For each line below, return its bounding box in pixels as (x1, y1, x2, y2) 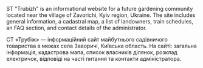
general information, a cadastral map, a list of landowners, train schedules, (6, 18, 193, 25)
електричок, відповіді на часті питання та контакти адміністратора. (6, 55, 182, 62)
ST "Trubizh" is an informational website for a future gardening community (6, 5, 193, 12)
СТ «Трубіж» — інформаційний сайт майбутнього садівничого (6, 36, 168, 43)
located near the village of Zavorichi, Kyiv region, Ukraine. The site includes (6, 11, 196, 19)
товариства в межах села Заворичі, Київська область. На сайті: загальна (6, 42, 198, 49)
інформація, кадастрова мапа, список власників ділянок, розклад (6, 49, 177, 56)
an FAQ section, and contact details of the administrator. (6, 24, 147, 31)
